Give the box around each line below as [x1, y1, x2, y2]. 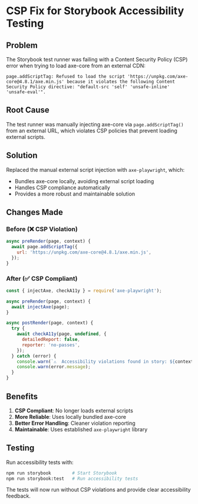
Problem [6, 40, 38, 50]
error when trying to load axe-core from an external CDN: [6, 62, 146, 69]
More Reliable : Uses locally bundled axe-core [14, 413, 127, 420]
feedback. [6, 492, 31, 500]
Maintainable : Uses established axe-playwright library [14, 425, 148, 433]
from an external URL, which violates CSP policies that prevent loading [6, 127, 178, 134]
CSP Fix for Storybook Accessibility [6, 4, 184, 18]
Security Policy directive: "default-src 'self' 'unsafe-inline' [6, 84, 170, 90]
